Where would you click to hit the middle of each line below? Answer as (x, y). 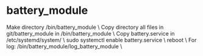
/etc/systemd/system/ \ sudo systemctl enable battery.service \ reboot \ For (101, 40)
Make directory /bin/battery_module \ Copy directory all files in (85, 27)
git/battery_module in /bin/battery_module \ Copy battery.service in (91, 33)
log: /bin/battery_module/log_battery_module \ (64, 46)
